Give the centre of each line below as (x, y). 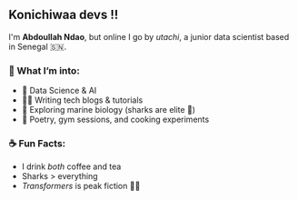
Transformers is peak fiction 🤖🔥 (81, 186)
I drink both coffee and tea (71, 166)
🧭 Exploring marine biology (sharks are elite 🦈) (109, 110)
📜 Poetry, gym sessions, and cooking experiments (115, 120)
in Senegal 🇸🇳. (38, 46)
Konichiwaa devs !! (64, 15)
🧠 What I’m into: (45, 70)
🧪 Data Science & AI (59, 91)
